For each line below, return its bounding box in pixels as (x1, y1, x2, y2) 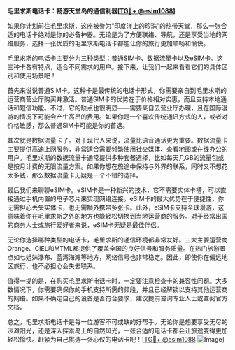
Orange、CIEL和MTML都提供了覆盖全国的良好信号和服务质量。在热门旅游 (7, 245, 220, 252)
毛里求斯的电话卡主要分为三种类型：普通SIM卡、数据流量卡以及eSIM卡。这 (7, 54, 223, 62)
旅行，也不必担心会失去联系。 (13, 262, 99, 270)
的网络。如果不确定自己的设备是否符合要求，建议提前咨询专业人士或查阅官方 (7, 294, 228, 302)
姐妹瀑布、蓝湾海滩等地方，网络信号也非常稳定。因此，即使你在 (25, 253, 210, 261)
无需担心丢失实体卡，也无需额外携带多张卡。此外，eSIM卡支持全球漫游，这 (7, 203, 225, 212)
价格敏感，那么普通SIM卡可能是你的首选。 (7, 122, 129, 129)
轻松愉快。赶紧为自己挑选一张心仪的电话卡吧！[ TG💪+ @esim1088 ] (7, 335, 225, 343)
